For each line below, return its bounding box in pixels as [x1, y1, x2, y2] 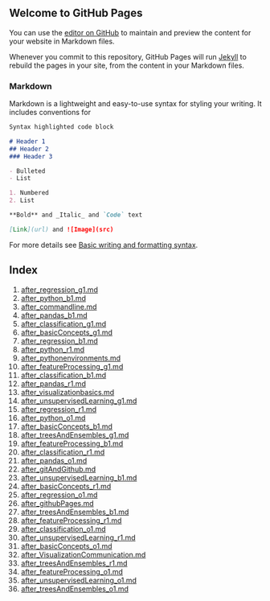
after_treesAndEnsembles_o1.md [20, 583, 129, 594]
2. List [9, 196, 35, 204]
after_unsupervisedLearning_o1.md [20, 575, 137, 585]
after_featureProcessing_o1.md [20, 566, 124, 576]
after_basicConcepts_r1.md [20, 481, 112, 491]
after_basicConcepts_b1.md [20, 422, 113, 431]
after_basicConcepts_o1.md [20, 541, 112, 550]
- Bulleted [9, 167, 46, 175]
